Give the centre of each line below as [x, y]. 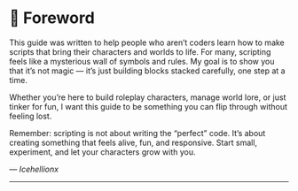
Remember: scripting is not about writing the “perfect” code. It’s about [137, 133]
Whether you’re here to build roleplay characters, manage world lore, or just [148, 97]
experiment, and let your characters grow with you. [103, 152]
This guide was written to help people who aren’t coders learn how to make [147, 42]
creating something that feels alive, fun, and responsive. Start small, [133, 142]
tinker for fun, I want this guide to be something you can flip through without [149, 106]
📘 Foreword [52, 18]
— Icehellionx [34, 169]
